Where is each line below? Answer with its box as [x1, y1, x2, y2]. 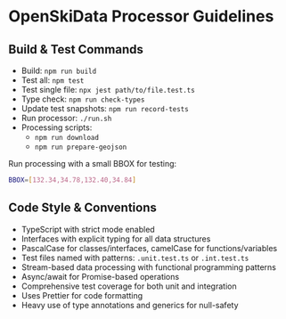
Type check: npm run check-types [20, 94, 145, 104]
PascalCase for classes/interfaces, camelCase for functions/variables [20, 242, 278, 253]
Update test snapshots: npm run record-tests [20, 103, 189, 113]
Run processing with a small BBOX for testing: [8, 159, 177, 168]
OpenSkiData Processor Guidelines [8, 6, 274, 27]
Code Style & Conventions [8, 200, 158, 216]
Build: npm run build [20, 65, 97, 76]
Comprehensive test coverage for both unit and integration [20, 281, 237, 291]
